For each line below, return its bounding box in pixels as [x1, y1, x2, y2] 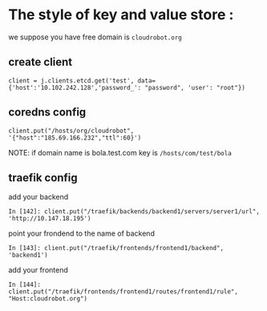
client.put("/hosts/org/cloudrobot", [8, 127, 135, 135]
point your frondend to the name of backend [8, 228, 155, 238]
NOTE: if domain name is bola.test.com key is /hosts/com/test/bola [8, 147, 233, 157]
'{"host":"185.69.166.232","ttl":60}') [8, 134, 142, 142]
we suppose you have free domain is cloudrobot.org [8, 32, 182, 42]
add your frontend [8, 265, 68, 275]
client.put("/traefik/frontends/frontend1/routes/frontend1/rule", [8, 288, 239, 296]
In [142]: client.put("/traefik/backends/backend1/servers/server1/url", [8, 208, 261, 216]
